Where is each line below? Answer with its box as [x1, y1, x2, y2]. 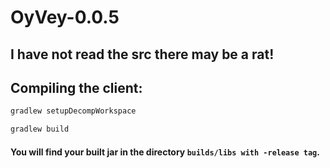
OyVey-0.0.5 [10, 6, 120, 29]
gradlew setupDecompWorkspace [10, 106, 137, 116]
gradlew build [10, 124, 70, 135]
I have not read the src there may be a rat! [10, 46, 275, 63]
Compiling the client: [10, 79, 143, 96]
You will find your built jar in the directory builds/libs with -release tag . [10, 146, 320, 158]
